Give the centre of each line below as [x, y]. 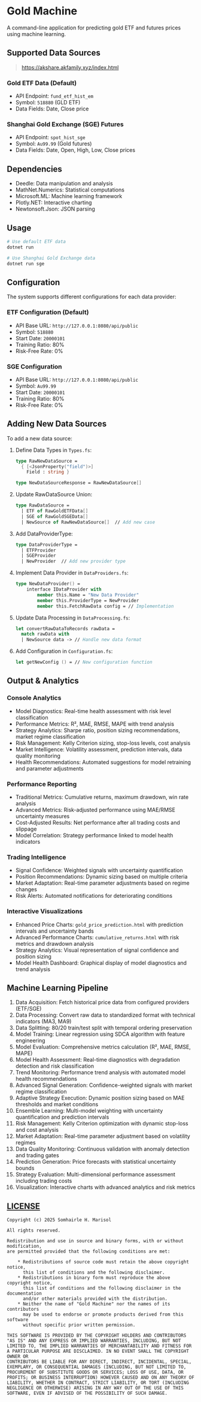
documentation [25, 1294]
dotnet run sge [26, 263]
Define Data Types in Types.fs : [54, 450]
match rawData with [45, 634]
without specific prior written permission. [79, 1325]
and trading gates [37, 1155]
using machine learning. [36, 34]
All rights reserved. [34, 1231]
